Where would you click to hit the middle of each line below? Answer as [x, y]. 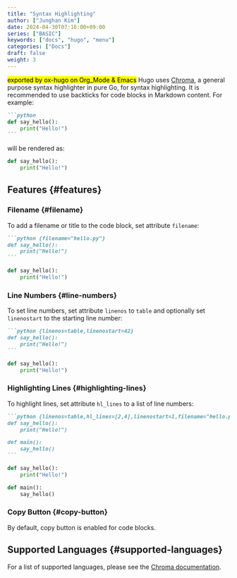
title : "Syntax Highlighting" [52, 14]
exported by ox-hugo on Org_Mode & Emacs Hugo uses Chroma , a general [116, 80]
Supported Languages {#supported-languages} [115, 550]
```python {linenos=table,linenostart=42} [71, 331]
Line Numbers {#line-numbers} [62, 295]
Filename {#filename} [45, 210]
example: [20, 102]
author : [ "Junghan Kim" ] [44, 20]
